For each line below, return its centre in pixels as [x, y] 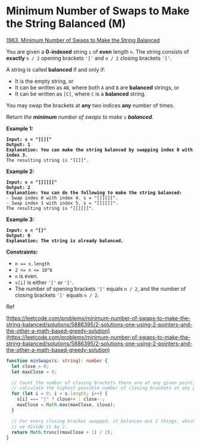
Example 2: [20, 171]
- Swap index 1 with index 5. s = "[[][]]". [62, 203]
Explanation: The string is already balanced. [65, 241]
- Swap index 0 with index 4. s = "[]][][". [62, 198]
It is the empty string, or [44, 81]
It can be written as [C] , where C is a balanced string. [80, 94]
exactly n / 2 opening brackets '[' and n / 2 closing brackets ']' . [89, 58]
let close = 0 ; [30, 366]
